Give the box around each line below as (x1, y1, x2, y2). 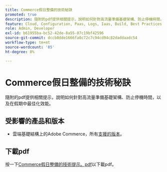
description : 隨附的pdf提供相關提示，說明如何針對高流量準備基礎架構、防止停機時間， (5, 17, 164, 22)
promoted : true (5, 12, 37, 17)
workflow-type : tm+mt (5, 40, 50, 45)
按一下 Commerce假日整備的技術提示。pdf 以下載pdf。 (5, 161, 116, 167)
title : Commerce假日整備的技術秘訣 (5, 7, 72, 13)
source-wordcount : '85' (5, 45, 55, 50)
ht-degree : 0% (5, 49, 35, 54)
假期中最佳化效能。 (13, 101, 53, 107)
